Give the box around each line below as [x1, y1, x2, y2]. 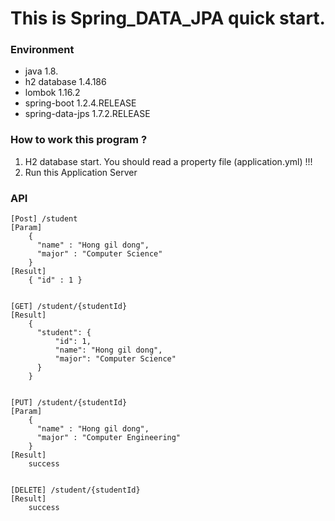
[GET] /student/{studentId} [10, 302, 128, 312]
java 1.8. [24, 65, 59, 77]
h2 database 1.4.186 [24, 76, 107, 88]
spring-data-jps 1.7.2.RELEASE [24, 108, 151, 120]
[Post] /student [10, 214, 78, 224]
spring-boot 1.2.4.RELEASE [24, 97, 137, 109]
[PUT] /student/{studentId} [10, 398, 128, 408]
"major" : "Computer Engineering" [36, 433, 182, 443]
